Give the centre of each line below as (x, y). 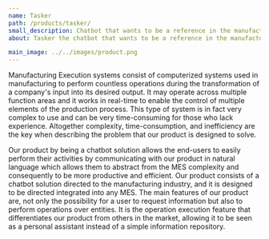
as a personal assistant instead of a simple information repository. (117, 227)
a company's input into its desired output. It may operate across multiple (128, 92)
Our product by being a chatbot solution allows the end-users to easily (125, 150)
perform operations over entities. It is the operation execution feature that (129, 209)
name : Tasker (30, 16)
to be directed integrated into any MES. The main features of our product (128, 193)
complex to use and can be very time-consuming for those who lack (121, 118)
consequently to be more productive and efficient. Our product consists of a (134, 176)
